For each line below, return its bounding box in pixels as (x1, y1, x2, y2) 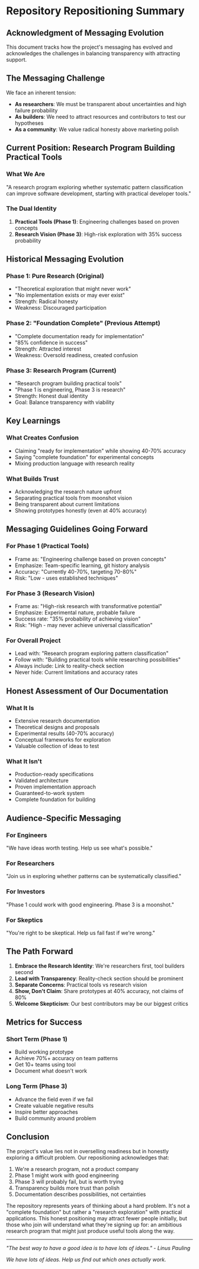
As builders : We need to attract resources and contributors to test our (14, 113, 186, 120)
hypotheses (14, 119, 44, 126)
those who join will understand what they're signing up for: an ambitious (6, 1221, 182, 1228)
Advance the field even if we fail (14, 1096, 94, 1103)
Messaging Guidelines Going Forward (6, 524, 148, 535)
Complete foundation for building (14, 796, 96, 803)
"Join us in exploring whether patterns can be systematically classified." (6, 873, 182, 880)
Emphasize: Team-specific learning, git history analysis (14, 562, 150, 569)
